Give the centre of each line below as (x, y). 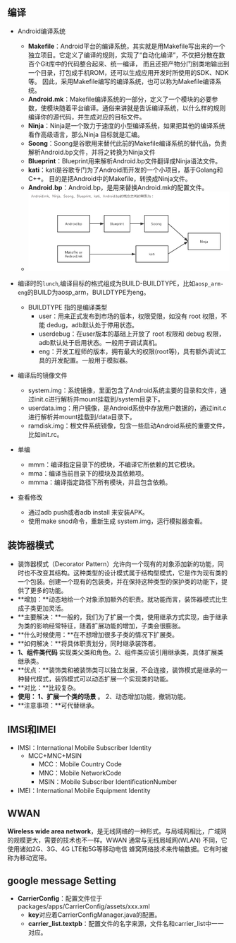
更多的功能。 (49, 590)
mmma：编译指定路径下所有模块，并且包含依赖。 (100, 482)
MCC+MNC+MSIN (55, 756)
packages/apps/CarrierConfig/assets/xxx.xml (83, 906)
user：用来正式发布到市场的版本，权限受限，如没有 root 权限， (130, 316)
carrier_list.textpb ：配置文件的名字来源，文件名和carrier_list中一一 (126, 923)
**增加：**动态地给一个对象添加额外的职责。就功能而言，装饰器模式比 (119, 599)
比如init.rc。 (45, 434)
